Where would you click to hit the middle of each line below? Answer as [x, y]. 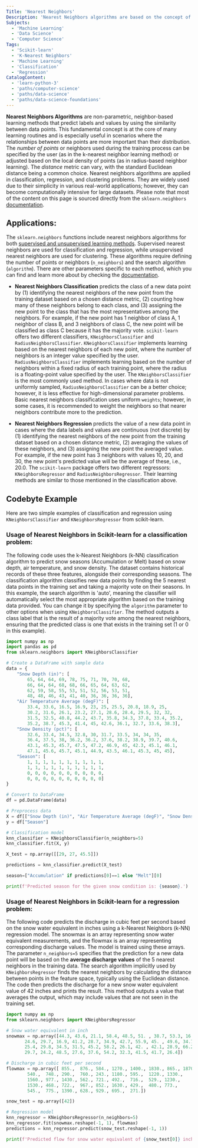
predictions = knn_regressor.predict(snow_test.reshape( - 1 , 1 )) [87, 1128]
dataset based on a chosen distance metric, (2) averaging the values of [101, 443]
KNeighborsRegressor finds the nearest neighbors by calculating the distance [99, 972]
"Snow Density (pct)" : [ [47, 729]
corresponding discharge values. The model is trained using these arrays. [96, 947]
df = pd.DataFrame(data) [37, 800]
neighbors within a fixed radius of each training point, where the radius [100, 368]
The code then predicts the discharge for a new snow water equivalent [92, 985]
